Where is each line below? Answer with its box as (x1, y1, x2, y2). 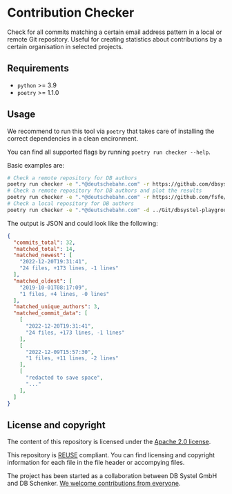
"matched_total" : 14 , (13, 245, 76, 252)
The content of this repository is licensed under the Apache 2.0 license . (7, 438, 211, 446)
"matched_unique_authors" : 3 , (13, 303, 100, 310)
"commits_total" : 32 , (13, 239, 76, 246)
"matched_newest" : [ (13, 252, 72, 259)
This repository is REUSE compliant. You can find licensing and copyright (7, 451, 215, 459)
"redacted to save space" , (25, 374, 104, 382)
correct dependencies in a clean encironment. (7, 134, 139, 143)
